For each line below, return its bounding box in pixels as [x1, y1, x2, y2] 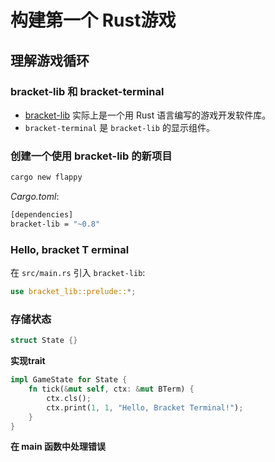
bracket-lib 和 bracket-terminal [10, 84, 165, 98]
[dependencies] [10, 210, 74, 220]
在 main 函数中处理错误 [10, 441, 107, 453]
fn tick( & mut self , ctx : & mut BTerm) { [28, 384, 195, 395]
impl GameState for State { [10, 375, 128, 385]
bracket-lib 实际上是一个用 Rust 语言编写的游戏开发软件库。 [24, 109, 272, 121]
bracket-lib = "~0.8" [10, 219, 101, 229]
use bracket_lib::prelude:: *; [10, 287, 137, 297]
